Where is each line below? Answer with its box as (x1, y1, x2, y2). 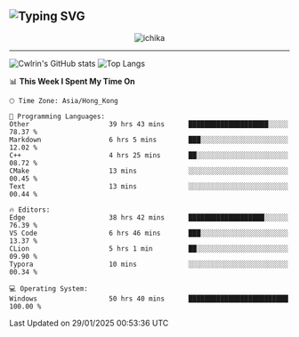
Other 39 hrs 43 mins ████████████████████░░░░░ (9, 119, 289, 129)
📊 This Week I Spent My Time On (9, 76, 135, 86)
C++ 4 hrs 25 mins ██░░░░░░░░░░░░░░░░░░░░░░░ (9, 150, 289, 160)
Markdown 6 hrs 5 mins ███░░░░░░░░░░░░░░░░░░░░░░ (9, 135, 289, 144)
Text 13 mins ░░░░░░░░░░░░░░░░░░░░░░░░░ (9, 181, 289, 191)
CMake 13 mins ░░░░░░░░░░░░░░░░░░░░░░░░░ (9, 166, 289, 175)
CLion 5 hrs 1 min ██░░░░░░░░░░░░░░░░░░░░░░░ (9, 244, 289, 253)
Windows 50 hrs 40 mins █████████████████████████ (9, 294, 289, 303)
